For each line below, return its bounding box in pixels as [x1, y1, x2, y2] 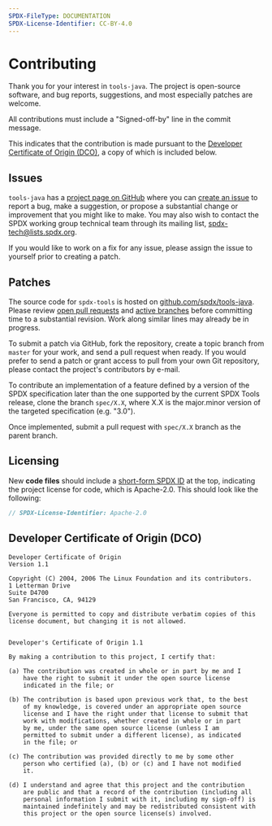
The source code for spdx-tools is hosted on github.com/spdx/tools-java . [8, 297, 254, 307]
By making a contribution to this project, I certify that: [8, 653, 217, 661]
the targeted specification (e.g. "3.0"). [8, 406, 136, 416]
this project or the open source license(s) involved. [23, 809, 213, 818]
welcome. [8, 98, 41, 108]
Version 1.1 [8, 560, 49, 568]
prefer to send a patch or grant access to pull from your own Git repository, [8, 356, 260, 366]
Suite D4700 [8, 588, 49, 597]
